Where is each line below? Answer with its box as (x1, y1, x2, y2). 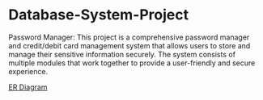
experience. (8, 66, 49, 76)
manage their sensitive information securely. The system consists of (8, 49, 236, 59)
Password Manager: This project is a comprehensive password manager (8, 32, 250, 42)
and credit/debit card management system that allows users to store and (8, 40, 251, 50)
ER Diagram (8, 82, 48, 92)
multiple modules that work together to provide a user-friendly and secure (8, 58, 256, 68)
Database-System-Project (8, 6, 189, 24)
